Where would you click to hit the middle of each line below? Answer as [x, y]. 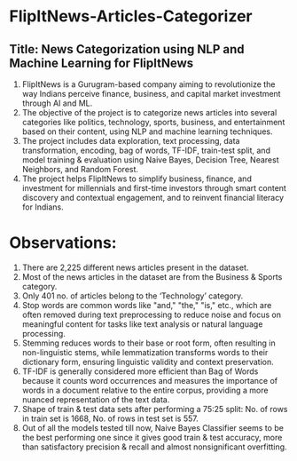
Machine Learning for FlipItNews [102, 63]
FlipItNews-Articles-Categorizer [131, 16]
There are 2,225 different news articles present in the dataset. [135, 267]
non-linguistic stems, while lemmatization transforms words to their [145, 352]
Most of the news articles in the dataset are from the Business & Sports [152, 276]
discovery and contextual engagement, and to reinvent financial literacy [153, 198]
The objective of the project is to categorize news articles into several [149, 112]
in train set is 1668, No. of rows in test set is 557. [110, 418]
